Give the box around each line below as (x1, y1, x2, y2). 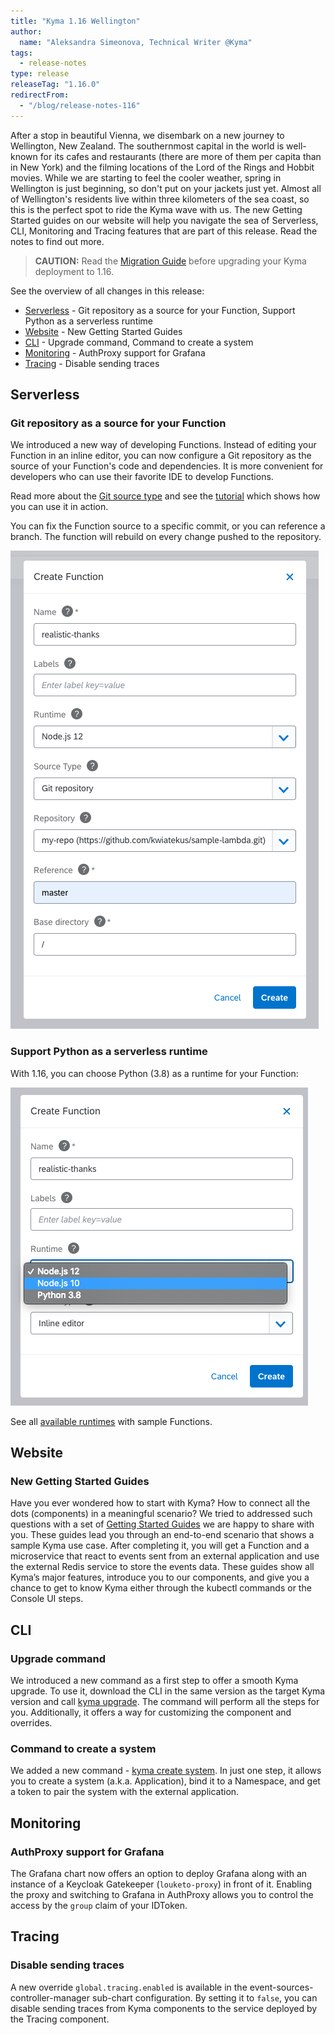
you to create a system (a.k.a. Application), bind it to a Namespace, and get (10, 1775, 321, 1787)
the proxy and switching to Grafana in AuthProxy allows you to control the (10, 1888, 314, 1900)
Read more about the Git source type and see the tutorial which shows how (10, 490, 321, 502)
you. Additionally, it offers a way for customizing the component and (10, 1706, 292, 1718)
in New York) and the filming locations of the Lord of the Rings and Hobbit (10, 161, 315, 173)
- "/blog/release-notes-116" (19, 100, 141, 110)
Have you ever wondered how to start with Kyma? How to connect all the (10, 1497, 311, 1509)
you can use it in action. (10, 501, 109, 513)
